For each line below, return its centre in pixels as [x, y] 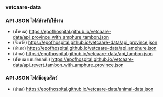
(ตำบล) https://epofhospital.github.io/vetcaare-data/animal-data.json [83, 89]
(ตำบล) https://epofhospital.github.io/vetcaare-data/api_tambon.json [83, 54]
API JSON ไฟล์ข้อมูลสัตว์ [31, 78]
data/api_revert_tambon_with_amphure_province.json [68, 65]
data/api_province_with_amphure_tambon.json [61, 37]
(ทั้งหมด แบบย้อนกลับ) [31, 59]
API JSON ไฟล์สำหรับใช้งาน [34, 20]
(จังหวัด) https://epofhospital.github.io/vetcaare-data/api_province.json [85, 42]
